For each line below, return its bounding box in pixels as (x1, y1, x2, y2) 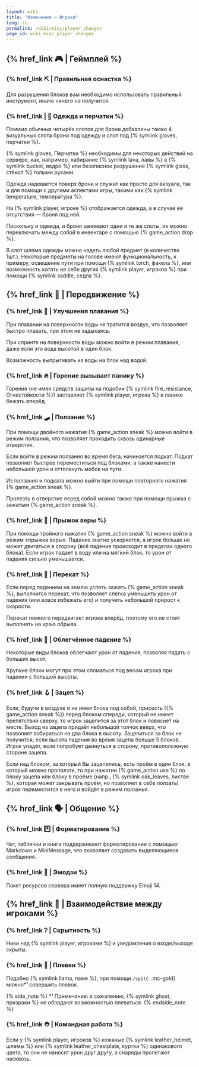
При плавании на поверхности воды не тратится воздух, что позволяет (6, 320, 188, 328)
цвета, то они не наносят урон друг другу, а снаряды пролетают (6, 1049, 170, 1056)
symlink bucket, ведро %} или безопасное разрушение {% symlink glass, (6, 162, 190, 170)
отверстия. (6, 441, 34, 449)
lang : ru (6, 20, 28, 26)
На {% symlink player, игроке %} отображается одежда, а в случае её (6, 205, 183, 212)
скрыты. (6, 946, 27, 953)
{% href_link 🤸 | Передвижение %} (6, 289, 140, 299)
